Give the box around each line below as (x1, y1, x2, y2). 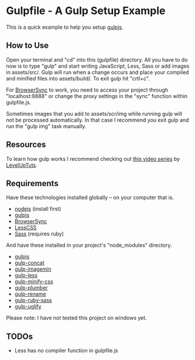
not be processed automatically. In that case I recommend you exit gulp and (6, 116, 189, 123)
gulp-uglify (14, 303, 42, 310)
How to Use (6, 41, 49, 51)
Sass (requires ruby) (14, 230, 64, 237)
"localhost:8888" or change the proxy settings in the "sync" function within (6, 92, 188, 99)
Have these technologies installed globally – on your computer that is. (6, 194, 175, 201)
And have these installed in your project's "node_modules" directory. (6, 242, 172, 249)
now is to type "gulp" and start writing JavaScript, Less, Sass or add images (6, 62, 190, 69)
